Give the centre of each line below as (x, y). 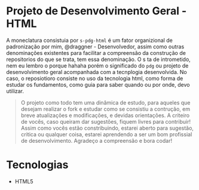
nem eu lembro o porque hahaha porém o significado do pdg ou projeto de (97, 65)
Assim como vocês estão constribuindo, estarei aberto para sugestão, (107, 128)
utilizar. (15, 91)
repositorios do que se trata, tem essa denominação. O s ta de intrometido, (99, 59)
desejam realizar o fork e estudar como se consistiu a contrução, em (105, 109)
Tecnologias (37, 165)
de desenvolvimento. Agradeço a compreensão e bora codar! (96, 140)
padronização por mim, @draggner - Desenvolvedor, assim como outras (95, 47)
